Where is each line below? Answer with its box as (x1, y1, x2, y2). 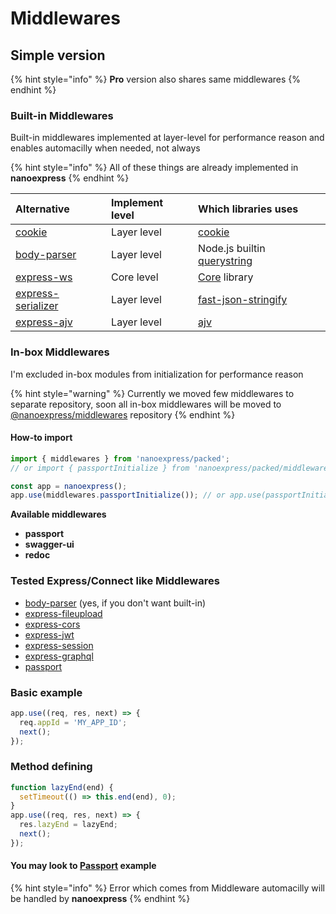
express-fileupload (24, 607, 103, 619)
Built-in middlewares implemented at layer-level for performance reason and (10, 132, 325, 144)
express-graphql (24, 650, 94, 662)
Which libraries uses (198, 202, 299, 216)
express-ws (15, 270, 73, 284)
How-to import (10, 432, 73, 444)
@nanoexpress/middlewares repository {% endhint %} (10, 408, 236, 421)
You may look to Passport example (10, 860, 157, 872)
